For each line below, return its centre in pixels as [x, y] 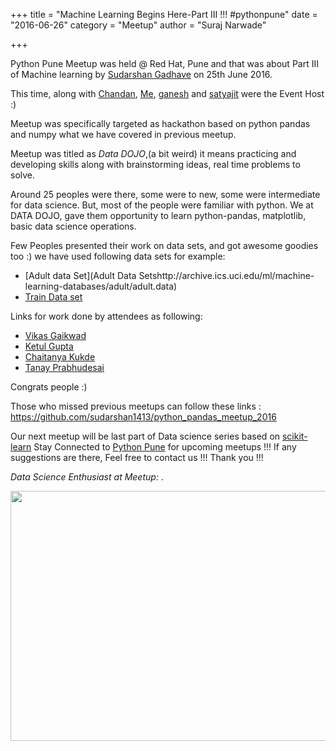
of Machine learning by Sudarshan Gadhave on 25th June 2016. [141, 74]
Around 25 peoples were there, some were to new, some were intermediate [165, 194]
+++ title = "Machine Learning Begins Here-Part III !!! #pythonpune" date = [164, 14]
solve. [23, 175]
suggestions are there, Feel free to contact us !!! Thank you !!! [137, 457]
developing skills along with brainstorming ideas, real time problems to [155, 164]
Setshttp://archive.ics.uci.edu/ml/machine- [226, 275]
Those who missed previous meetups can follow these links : [136, 406]
